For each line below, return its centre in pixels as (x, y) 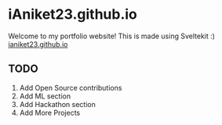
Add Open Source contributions (71, 87)
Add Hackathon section (57, 104)
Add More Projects (50, 112)
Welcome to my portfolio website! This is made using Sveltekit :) (112, 36)
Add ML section (45, 96)
